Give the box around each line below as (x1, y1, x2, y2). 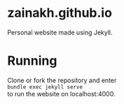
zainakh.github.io (7, 5, 112, 21)
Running (7, 53, 57, 69)
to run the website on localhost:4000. (7, 89, 116, 98)
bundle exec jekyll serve (7, 83, 83, 91)
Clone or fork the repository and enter (7, 76, 117, 84)
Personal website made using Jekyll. (7, 28, 113, 37)
